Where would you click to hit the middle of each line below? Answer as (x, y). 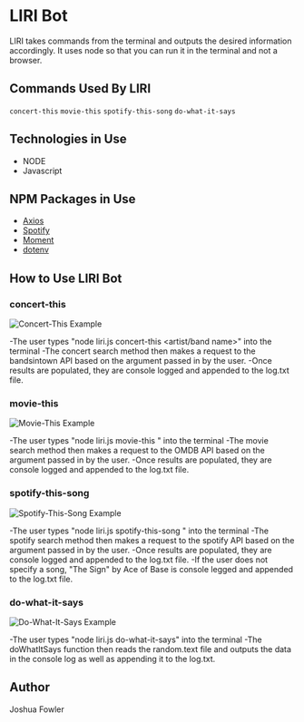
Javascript (42, 171)
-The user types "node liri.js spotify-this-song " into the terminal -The (139, 531)
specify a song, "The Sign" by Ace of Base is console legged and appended (151, 569)
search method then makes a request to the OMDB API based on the (137, 451)
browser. (26, 60)
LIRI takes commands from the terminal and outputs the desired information (151, 41)
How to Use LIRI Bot (66, 278)
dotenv (36, 249)
